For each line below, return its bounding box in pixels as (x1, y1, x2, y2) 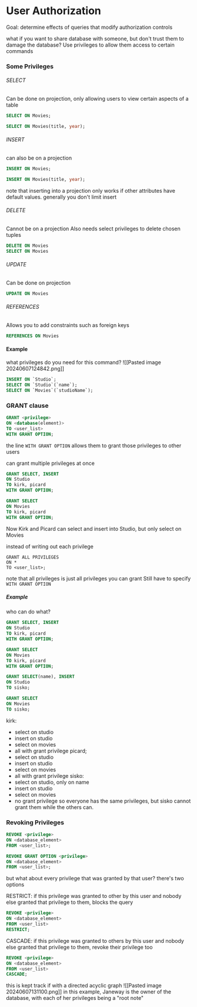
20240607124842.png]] (6, 365, 65, 372)
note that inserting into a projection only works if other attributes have (6, 187, 175, 194)
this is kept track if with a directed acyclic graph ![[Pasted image (6, 982, 162, 989)
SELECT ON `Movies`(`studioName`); (6, 387, 94, 393)
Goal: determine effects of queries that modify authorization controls (6, 24, 173, 31)
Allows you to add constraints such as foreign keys (6, 322, 129, 328)
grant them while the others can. (14, 803, 94, 811)
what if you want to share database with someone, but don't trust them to (6, 35, 184, 42)
